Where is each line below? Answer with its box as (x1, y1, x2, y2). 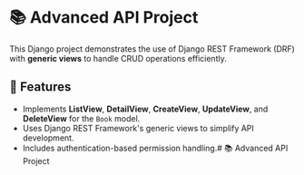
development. (22, 132, 74, 143)
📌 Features (9, 79, 72, 95)
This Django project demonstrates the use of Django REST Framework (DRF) (9, 43, 295, 54)
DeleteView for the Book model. (22, 112, 141, 123)
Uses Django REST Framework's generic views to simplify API (22, 122, 254, 133)
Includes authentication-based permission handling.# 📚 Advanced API (22, 142, 289, 153)
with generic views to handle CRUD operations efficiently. (9, 53, 227, 63)
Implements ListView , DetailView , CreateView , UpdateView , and (22, 103, 269, 114)
